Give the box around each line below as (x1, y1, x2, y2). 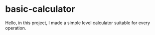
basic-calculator (5, 3, 75, 15)
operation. (5, 25, 26, 31)
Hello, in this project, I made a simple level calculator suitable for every (5, 20, 151, 26)
